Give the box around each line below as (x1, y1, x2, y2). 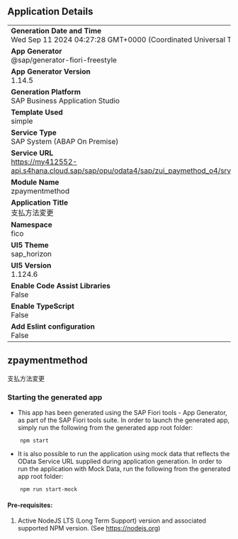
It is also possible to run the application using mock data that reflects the (17, 449, 230, 458)
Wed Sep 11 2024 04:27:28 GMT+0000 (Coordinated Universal (11, 35, 225, 45)
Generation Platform (11, 86, 81, 96)
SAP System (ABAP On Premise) (11, 136, 119, 146)
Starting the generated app (7, 392, 103, 402)
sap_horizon (11, 249, 52, 259)
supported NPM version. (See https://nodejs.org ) (17, 524, 161, 533)
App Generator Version (11, 67, 91, 76)
